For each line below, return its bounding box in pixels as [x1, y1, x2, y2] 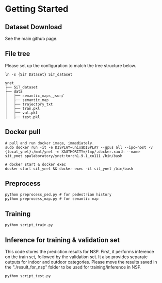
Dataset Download [5, 23, 62, 31]
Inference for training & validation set [5, 236, 120, 244]
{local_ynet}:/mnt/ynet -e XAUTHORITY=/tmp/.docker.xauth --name [5, 149, 140, 154]
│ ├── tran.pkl [5, 106, 40, 111]
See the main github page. [5, 35, 58, 41]
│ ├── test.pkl [5, 114, 40, 120]
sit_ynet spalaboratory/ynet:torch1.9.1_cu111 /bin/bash [5, 153, 123, 159]
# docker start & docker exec [5, 162, 66, 167]
